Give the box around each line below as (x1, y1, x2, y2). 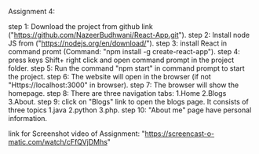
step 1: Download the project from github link (8, 22, 153, 31)
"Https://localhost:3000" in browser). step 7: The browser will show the (8, 80, 239, 90)
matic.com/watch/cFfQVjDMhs (8, 137, 108, 146)
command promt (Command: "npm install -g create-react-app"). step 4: (8, 47, 241, 56)
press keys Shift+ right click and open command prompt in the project (8, 55, 234, 64)
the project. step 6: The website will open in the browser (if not (8, 72, 212, 81)
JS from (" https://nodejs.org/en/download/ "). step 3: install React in (8, 38, 228, 48)
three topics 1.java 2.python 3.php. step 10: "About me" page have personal (8, 105, 252, 115)
